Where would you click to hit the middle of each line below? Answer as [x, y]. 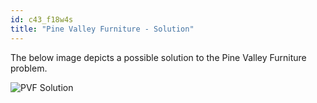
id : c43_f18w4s [42, 19]
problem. [29, 68]
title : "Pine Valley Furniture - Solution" [102, 29]
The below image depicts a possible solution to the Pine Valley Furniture [158, 57]
